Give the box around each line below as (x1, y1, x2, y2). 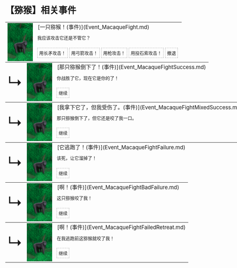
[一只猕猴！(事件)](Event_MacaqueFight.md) (37, 24, 149, 31)
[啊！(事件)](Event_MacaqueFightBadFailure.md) (57, 184, 180, 191)
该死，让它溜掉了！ (56, 155, 97, 161)
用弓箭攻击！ (71, 50, 98, 56)
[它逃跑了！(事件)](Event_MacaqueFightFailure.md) (57, 144, 186, 151)
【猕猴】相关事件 (5, 5, 77, 16)
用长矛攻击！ (39, 50, 66, 56)
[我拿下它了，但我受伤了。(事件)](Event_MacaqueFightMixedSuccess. (57, 104, 233, 111)
